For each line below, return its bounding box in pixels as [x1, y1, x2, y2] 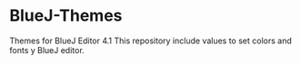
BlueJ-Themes [9, 5, 123, 26]
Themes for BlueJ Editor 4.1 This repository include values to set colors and [9, 35, 293, 46]
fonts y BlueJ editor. [9, 44, 85, 55]
